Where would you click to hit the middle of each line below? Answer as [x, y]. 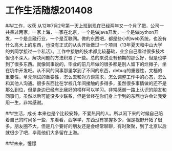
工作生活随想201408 [49, 10]
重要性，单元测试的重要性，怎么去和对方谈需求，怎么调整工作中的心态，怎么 [86, 77]
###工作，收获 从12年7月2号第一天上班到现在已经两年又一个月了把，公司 [82, 26]
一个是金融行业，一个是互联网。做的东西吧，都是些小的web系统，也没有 [90, 38]
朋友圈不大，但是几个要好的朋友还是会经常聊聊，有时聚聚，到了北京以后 [90, 126]
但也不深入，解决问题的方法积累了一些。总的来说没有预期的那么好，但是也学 [86, 57]
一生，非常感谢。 [28, 102]
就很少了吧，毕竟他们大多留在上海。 [44, 132]
